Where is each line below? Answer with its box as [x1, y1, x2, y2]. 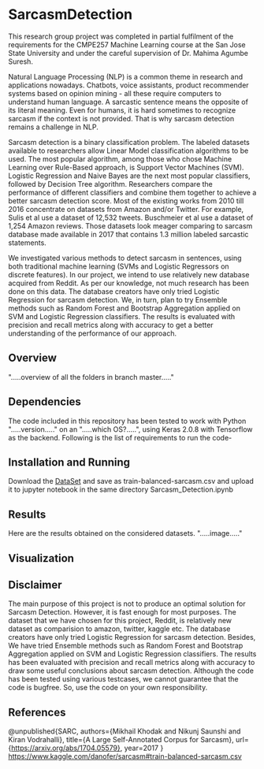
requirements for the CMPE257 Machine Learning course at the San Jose [8, 39, 246, 49]
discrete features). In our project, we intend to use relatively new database [8, 269, 250, 279]
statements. [8, 238, 47, 247]
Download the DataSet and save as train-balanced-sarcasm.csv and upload [8, 477, 255, 486]
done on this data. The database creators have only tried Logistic [8, 286, 220, 296]
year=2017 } [124, 743, 164, 753]
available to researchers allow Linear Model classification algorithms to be [8, 146, 249, 155]
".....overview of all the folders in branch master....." [8, 372, 175, 381]
